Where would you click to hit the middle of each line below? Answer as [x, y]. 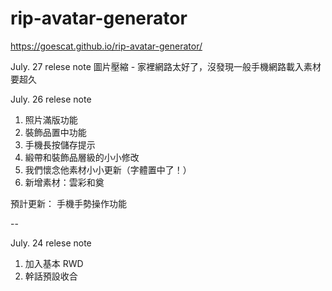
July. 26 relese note [51, 99]
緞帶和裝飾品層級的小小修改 [82, 157]
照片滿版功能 [51, 119]
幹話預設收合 [51, 276]
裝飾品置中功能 [55, 132]
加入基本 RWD [54, 263]
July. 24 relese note [51, 243]
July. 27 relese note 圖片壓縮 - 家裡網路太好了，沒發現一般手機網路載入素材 [166, 66]
